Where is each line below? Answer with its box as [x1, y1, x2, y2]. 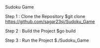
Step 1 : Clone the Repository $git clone [5, 14, 85, 19]
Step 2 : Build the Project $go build [5, 28, 76, 33]
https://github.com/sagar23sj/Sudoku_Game [5, 19, 95, 24]
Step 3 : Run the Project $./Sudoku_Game [5, 37, 89, 43]
